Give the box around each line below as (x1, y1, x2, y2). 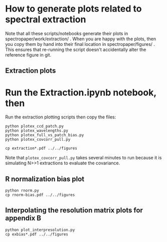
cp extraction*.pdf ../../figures (5, 146, 78, 151)
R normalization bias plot (5, 174, 85, 183)
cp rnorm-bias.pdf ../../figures (5, 193, 75, 198)
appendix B (5, 214, 42, 222)
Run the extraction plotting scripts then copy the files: (5, 114, 116, 120)
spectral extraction (5, 14, 86, 25)
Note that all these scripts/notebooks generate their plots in (5, 30, 128, 36)
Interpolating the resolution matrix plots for (5, 206, 143, 215)
